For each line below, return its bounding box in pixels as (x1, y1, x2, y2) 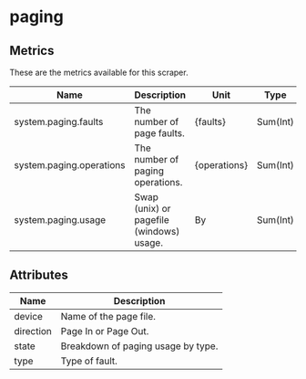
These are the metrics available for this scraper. (9, 67, 189, 78)
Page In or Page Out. (60, 324, 149, 337)
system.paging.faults (14, 116, 104, 128)
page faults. (134, 127, 185, 139)
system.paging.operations (14, 159, 126, 171)
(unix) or (134, 203, 171, 215)
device (14, 310, 44, 322)
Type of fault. (60, 354, 118, 367)
